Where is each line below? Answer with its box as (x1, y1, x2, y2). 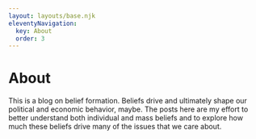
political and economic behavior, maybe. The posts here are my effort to (8, 104, 249, 114)
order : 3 (15, 34, 45, 43)
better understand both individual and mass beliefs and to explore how (8, 113, 244, 123)
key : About (15, 27, 52, 35)
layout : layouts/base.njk (8, 11, 95, 20)
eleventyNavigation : (8, 19, 78, 27)
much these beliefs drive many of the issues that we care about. (8, 122, 222, 132)
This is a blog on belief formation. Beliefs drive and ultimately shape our (8, 96, 248, 106)
